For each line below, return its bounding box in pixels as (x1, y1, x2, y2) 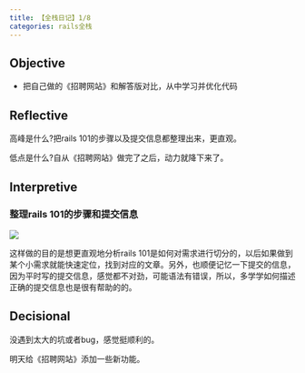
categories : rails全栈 (9, 22, 93, 31)
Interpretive (9, 179, 78, 195)
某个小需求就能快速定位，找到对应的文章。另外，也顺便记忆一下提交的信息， (9, 258, 296, 269)
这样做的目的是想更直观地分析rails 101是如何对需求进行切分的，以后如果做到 (9, 247, 293, 258)
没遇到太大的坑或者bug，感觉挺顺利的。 (9, 334, 160, 345)
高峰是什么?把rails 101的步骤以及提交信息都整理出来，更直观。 (9, 133, 242, 144)
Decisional (9, 308, 71, 324)
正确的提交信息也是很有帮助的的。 (9, 281, 137, 292)
